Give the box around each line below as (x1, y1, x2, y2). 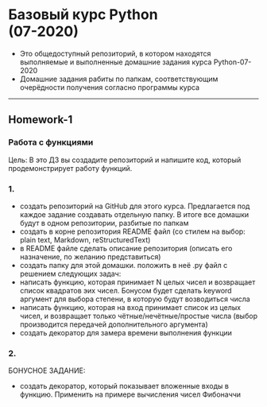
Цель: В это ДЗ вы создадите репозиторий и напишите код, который (8, 155, 242, 165)
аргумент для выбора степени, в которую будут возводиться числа (19, 294, 250, 304)
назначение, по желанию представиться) (19, 252, 161, 262)
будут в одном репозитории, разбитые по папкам (19, 218, 189, 227)
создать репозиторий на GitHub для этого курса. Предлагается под (19, 201, 250, 211)
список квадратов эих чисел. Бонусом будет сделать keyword (19, 285, 232, 295)
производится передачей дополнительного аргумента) (19, 320, 208, 329)
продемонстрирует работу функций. (8, 163, 133, 172)
